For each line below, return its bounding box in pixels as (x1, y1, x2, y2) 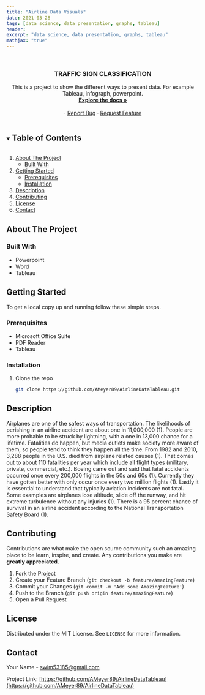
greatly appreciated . (6, 558, 59, 565)
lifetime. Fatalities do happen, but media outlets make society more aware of (6, 439, 199, 446)
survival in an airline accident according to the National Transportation (6, 504, 184, 511)
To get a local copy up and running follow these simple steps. (6, 303, 161, 310)
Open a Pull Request (15, 595, 67, 603)
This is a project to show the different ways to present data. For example (11, 83, 195, 91)
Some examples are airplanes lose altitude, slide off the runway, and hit (6, 491, 187, 498)
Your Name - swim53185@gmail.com (6, 664, 100, 671)
